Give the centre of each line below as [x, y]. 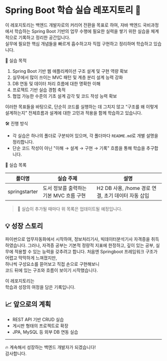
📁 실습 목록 [16, 165]
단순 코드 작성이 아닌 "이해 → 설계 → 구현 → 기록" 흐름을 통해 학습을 [79, 148]
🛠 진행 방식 [17, 123]
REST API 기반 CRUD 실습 [38, 319]
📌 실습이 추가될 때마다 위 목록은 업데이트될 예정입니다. [70, 209]
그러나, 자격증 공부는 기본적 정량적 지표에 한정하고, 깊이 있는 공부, [91, 245]
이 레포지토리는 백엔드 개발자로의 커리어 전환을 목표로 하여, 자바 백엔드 [73, 25]
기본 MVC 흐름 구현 [64, 195]
